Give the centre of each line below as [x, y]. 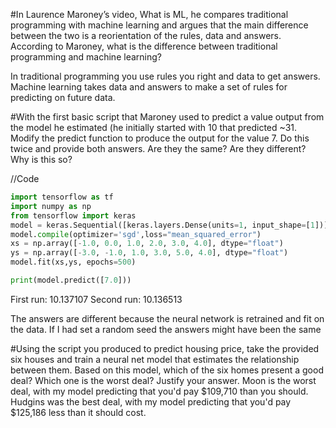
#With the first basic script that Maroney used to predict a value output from [167, 117]
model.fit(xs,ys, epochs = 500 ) [73, 262]
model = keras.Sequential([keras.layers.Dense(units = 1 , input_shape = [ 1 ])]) [171, 225]
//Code [25, 178]
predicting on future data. [63, 97]
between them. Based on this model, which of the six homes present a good [167, 370]
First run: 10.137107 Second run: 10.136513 [96, 299]
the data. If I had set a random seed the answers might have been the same [166, 329]
